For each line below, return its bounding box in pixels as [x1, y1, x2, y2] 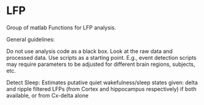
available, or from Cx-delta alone [6, 92, 89, 99]
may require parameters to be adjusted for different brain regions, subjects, [6, 60, 195, 68]
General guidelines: [6, 35, 55, 43]
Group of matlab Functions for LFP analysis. [6, 24, 116, 31]
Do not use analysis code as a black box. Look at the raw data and [6, 47, 173, 55]
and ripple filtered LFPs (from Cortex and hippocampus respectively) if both [6, 85, 197, 92]
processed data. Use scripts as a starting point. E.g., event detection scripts [6, 54, 197, 61]
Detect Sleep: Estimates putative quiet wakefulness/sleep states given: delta [6, 79, 198, 86]
